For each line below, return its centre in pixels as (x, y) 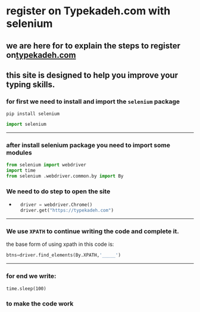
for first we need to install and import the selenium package (93, 101)
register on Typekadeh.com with (88, 11)
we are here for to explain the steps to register (93, 46)
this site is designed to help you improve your (92, 75)
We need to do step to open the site (58, 191)
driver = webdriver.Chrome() (57, 205)
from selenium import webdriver (46, 165)
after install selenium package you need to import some (88, 146)
